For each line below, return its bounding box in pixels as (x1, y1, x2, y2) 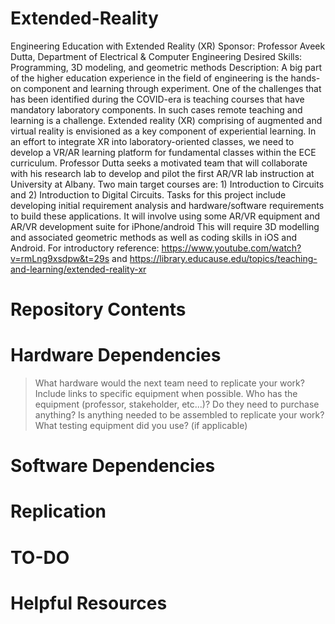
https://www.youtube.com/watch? (161, 242, 302, 254)
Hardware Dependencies (10, 344, 222, 367)
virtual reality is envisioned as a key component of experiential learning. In (10, 125, 317, 137)
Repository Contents (10, 298, 187, 321)
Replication (10, 500, 107, 523)
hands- (290, 72, 321, 84)
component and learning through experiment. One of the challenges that (23, 82, 322, 94)
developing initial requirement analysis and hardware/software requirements (10, 199, 325, 211)
